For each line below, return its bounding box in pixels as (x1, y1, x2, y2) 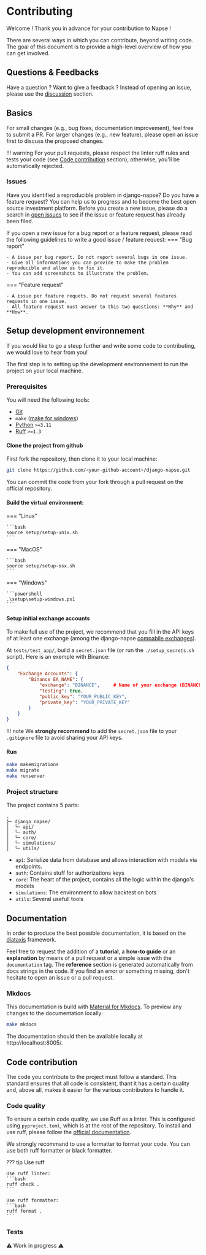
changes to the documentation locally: (6, 1010, 103, 1017)
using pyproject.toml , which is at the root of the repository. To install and (6, 1122, 192, 1129)
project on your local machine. (6, 367, 83, 374)
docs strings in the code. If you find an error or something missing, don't (6, 967, 190, 975)
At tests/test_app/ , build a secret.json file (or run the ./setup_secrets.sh (6, 647, 195, 654)
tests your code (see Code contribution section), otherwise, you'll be (6, 155, 180, 163)
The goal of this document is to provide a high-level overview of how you (6, 43, 191, 50)
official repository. (6, 485, 52, 492)
